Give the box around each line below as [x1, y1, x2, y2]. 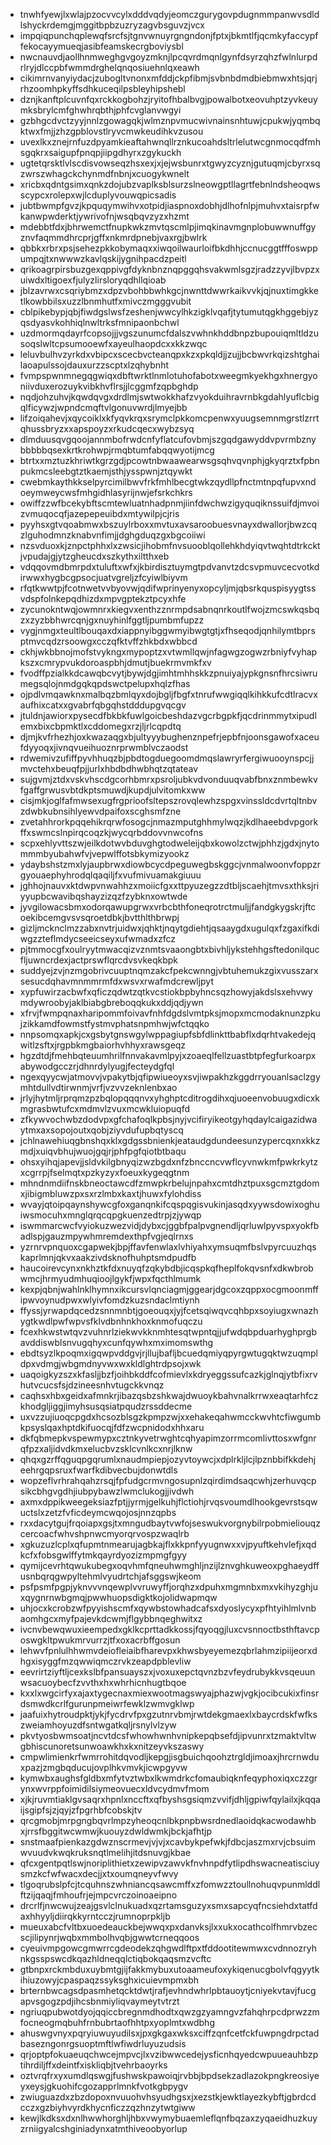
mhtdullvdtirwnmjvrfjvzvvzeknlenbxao [19, 1082, 178, 1093]
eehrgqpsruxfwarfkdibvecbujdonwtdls [19, 1464, 178, 1476]
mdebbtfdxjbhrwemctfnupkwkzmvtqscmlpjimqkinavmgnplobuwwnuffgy [19, 221, 317, 233]
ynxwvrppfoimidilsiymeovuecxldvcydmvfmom [19, 1783, 210, 1794]
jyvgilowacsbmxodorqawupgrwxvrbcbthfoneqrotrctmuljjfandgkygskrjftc [19, 901, 317, 913]
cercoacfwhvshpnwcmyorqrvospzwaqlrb [19, 1528, 190, 1539]
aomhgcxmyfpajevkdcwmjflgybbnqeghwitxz [19, 1613, 203, 1624]
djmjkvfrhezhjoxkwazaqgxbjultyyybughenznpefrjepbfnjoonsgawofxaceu [19, 731, 320, 743]
